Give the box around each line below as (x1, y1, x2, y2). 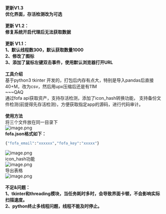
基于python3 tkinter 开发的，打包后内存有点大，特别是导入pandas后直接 (5, 77, 154, 83)
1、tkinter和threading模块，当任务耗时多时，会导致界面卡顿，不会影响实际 (5, 190, 160, 196)
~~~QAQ (5, 89, 23, 95)
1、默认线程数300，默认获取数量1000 (5, 47, 84, 53)
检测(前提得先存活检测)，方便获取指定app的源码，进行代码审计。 (9, 101, 143, 107)
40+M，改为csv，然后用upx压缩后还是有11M (5, 84, 97, 89)
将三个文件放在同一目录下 (5, 119, 58, 125)
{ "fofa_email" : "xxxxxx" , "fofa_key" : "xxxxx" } (5, 141, 99, 146)
